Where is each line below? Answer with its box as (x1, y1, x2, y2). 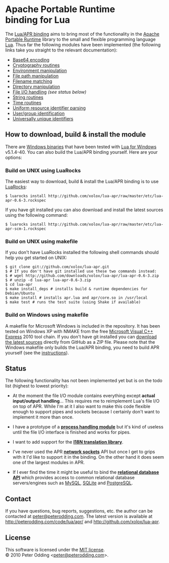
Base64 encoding (12, 56, 49, 62)
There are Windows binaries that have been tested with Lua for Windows (5, 144, 157, 150)
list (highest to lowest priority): (5, 383, 69, 389)
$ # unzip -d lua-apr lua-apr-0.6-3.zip (5, 278, 92, 283)
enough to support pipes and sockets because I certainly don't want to (12, 409, 160, 415)
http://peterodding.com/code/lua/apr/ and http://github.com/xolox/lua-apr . (5, 519, 160, 525)
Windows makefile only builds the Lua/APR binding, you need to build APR (5, 344, 160, 350)
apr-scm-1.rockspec (5, 226, 46, 231)
